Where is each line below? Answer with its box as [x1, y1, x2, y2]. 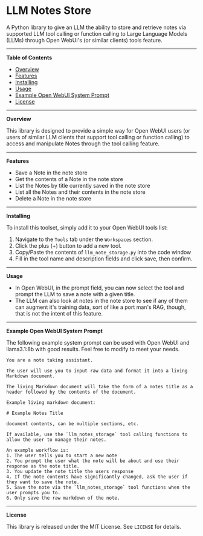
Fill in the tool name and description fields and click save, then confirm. [14, 255, 193, 262]
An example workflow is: [6, 447, 69, 453]
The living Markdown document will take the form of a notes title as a [6, 383, 193, 389]
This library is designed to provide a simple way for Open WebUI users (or [6, 127, 190, 134]
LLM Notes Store [6, 4, 92, 18]
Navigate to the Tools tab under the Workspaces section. [14, 236, 153, 243]
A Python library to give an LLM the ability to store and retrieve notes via [6, 24, 186, 31]
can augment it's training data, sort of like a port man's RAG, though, [14, 303, 186, 311]
